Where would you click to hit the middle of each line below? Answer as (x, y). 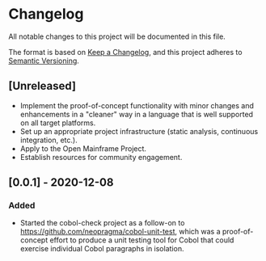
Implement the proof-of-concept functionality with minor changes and (137, 105)
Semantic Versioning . (44, 61)
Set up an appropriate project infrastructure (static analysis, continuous (139, 131)
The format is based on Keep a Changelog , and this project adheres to (125, 52)
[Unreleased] (42, 86)
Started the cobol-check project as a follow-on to (102, 223)
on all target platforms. (58, 123)
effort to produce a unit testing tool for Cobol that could (142, 240)
